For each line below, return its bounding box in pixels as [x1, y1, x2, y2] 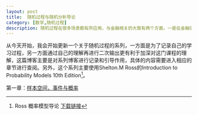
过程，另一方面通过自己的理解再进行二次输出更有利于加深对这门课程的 [11, 50, 181, 57]
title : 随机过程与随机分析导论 [6, 14, 76, 20]
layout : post [6, 8, 38, 15]
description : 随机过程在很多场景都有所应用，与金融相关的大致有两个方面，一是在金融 [6, 25, 190, 31]
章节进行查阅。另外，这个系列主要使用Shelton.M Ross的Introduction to [6, 64, 178, 71]
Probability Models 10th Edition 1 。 [6, 71, 88, 78]
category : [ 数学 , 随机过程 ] [6, 19, 67, 25]
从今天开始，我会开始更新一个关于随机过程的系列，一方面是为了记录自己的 [6, 42, 187, 49]
